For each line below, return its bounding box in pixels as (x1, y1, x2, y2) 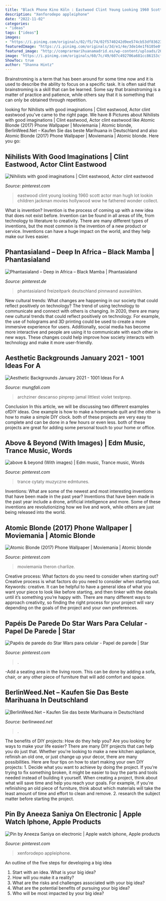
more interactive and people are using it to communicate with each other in (5, 329, 158, 335)
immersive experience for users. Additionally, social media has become (5, 323, 150, 329)
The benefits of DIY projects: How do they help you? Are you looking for (5, 738, 152, 744)
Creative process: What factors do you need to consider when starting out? (5, 573, 159, 579)
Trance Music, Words (5, 446, 73, 455)
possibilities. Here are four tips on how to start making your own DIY (5, 759, 144, 765)
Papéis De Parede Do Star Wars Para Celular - (5, 619, 148, 628)
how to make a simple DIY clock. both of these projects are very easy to (5, 414, 152, 420)
